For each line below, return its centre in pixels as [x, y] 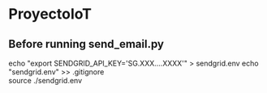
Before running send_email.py [86, 44]
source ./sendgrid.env [45, 80]
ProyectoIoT [50, 14]
